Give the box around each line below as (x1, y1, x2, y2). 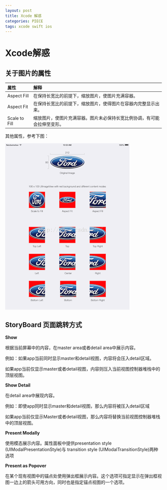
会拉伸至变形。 (33, 121, 64, 127)
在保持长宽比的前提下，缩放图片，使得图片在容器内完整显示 (33, 100, 156, 107)
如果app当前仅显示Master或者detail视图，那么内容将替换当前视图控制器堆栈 (5, 414, 161, 420)
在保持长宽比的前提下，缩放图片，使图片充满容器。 (33, 93, 138, 98)
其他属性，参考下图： (5, 133, 49, 139)
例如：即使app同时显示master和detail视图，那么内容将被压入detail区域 (5, 403, 150, 409)
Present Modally (5, 430, 40, 436)
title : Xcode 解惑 (5, 13, 42, 18)
